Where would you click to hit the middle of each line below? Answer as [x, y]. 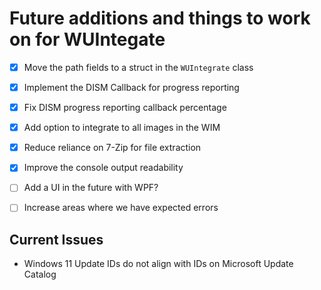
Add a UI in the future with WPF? [91, 188]
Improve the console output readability [103, 168]
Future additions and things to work [160, 18]
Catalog [40, 274]
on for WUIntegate [87, 39]
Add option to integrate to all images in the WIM [122, 128]
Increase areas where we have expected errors [121, 208]
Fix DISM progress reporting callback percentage [125, 108]
